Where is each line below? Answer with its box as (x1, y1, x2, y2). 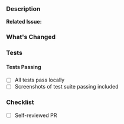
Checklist (6, 98, 34, 106)
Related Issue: (6, 18, 43, 25)
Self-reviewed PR (14, 112, 57, 119)
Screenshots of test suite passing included (14, 83, 119, 90)
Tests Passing (6, 63, 41, 70)
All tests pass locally (14, 76, 65, 84)
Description (6, 5, 41, 13)
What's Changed (6, 33, 56, 41)
